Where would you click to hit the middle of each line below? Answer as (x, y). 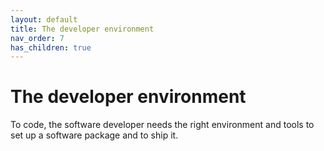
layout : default (44, 19)
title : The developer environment (82, 29)
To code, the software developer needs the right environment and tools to (162, 125)
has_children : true (51, 47)
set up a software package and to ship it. (94, 135)
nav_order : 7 (37, 38)
